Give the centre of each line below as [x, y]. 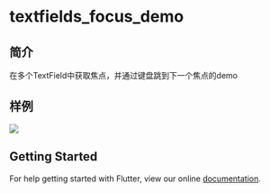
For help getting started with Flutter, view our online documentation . [135, 179]
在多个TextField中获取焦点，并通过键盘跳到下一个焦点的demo [124, 75]
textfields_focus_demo [97, 17]
